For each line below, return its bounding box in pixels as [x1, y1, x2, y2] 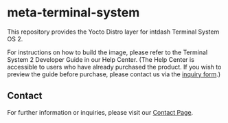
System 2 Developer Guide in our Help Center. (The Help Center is [7, 55, 194, 63]
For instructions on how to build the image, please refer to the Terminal [7, 48, 208, 56]
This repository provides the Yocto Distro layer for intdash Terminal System [7, 27, 220, 36]
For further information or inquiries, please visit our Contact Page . [7, 108, 194, 116]
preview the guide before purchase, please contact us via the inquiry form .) [7, 70, 221, 78]
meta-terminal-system [7, 5, 140, 21]
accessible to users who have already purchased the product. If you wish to [7, 63, 222, 71]
